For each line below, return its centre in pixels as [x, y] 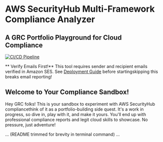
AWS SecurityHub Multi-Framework [80, 9]
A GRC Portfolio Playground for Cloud [63, 37]
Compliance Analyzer [50, 19]
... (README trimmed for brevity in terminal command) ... [63, 134]
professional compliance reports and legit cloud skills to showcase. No [77, 119]
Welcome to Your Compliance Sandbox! [67, 92]
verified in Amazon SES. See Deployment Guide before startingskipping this [81, 71]
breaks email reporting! [29, 77]
